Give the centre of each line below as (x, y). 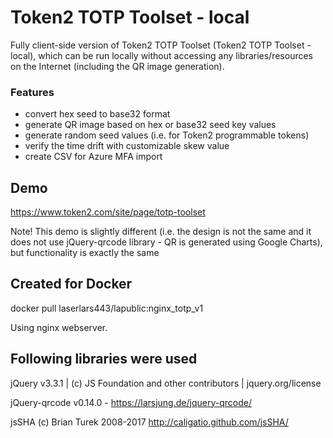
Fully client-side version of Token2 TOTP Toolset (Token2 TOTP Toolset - (161, 45)
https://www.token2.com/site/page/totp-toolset (108, 212)
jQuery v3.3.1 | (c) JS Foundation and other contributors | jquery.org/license (166, 383)
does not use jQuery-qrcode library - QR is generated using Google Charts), (166, 242)
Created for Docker (71, 284)
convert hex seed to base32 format (97, 114)
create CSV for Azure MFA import (93, 157)
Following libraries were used (104, 359)
